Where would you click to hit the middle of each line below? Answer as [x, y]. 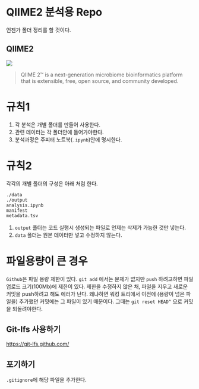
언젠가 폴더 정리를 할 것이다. [39, 30]
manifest [17, 210]
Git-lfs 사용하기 [34, 329]
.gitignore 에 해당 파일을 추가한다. [47, 380]
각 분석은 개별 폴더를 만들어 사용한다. [58, 124]
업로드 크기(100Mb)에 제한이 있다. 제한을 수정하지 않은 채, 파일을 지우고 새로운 [97, 286]
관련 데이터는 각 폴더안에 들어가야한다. [59, 132]
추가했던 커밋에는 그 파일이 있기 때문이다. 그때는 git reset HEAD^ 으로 [100, 301]
